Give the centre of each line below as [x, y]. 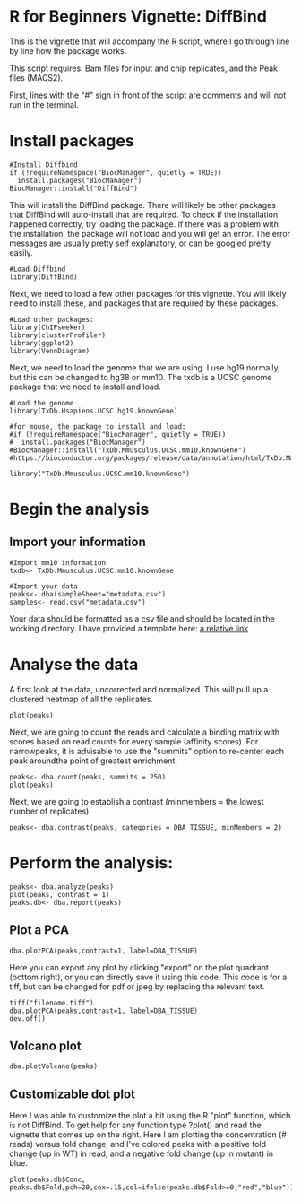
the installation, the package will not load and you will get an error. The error [150, 233]
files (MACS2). [36, 77]
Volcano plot [46, 1045]
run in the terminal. [44, 104]
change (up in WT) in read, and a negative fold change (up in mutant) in [142, 1153]
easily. [21, 252]
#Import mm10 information [57, 562]
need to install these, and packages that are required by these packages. [144, 303]
